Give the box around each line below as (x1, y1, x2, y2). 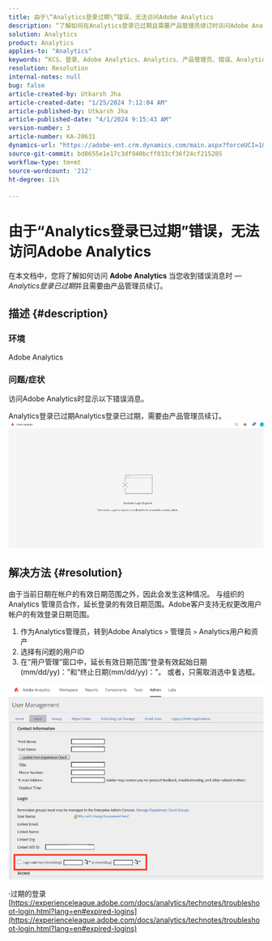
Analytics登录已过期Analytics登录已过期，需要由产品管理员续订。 (8, 411, 227, 421)
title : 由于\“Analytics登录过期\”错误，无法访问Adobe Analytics (8, 13, 215, 21)
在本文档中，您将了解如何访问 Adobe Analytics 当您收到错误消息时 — (8, 271, 242, 281)
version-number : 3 (8, 124, 70, 133)
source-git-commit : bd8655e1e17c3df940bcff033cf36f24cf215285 (8, 150, 223, 158)
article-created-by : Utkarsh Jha (8, 90, 121, 98)
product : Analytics (8, 39, 74, 47)
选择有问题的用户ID (19, 646, 85, 656)
